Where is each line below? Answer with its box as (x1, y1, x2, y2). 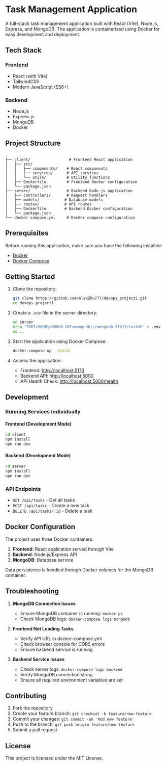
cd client (5, 432, 26, 437)
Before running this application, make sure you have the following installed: (5, 242, 162, 248)
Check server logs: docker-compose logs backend (20, 666, 123, 672)
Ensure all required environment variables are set (20, 677, 123, 683)
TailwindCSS (12, 78, 40, 85)
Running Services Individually (5, 408, 81, 415)
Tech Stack (5, 46, 42, 55)
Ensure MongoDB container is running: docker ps (20, 610, 123, 616)
